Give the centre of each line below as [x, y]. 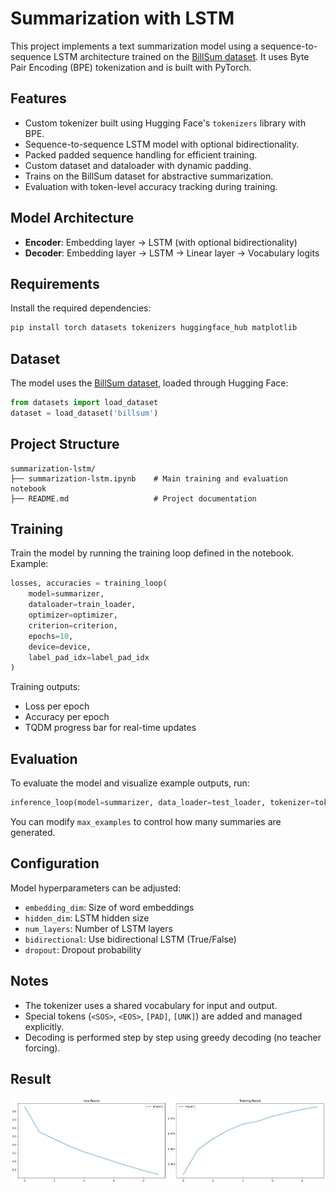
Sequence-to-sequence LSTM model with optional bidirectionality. [162, 144]
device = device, [60, 647]
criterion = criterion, [73, 625]
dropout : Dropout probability [83, 949]
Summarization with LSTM [122, 18]
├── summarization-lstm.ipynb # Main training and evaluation [149, 478]
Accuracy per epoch [67, 717]
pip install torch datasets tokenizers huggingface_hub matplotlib [154, 328]
